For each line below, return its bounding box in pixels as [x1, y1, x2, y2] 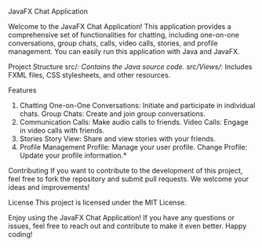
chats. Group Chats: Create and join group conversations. [19, 109, 206, 118]
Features [8, 85, 37, 95]
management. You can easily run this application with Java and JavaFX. [8, 47, 241, 56]
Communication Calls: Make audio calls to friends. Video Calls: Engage [19, 118, 249, 126]
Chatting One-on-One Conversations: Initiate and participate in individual [19, 101, 256, 110]
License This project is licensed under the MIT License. [8, 198, 187, 207]
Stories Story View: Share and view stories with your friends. [19, 134, 216, 143]
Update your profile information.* [19, 151, 127, 160]
